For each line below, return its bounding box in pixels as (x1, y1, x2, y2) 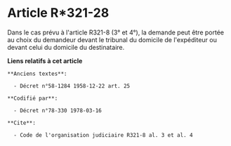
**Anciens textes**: (7, 70, 68, 77)
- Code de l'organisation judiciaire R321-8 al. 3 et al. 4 (13, 131, 193, 138)
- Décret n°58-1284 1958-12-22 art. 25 (13, 82, 131, 89)
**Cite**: (7, 119, 37, 126)
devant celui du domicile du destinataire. (7, 43, 125, 51)
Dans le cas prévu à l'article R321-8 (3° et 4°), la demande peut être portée (7, 28, 225, 36)
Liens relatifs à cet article (7, 56, 83, 65)
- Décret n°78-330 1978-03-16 (13, 107, 102, 114)
